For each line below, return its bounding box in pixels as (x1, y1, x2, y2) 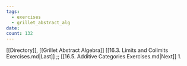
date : (6, 25, 20, 31)
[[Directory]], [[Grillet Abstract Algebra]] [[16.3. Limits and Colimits (6, 47, 169, 54)
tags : (6, 8, 20, 15)
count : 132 (6, 31, 33, 37)
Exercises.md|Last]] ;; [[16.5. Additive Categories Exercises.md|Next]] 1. (6, 53, 182, 60)
